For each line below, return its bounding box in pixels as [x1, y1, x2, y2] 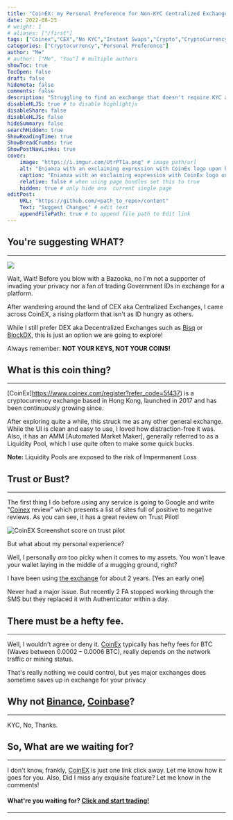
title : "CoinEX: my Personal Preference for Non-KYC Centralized [7, 10, 200, 17]
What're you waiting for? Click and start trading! [7, 796, 150, 805]
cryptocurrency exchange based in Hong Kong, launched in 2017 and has [7, 397, 217, 405]
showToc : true [7, 62, 49, 69]
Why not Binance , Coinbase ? [7, 696, 135, 707]
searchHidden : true [7, 126, 64, 133]
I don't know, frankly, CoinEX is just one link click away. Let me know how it [7, 766, 223, 774]
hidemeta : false [7, 81, 54, 88]
